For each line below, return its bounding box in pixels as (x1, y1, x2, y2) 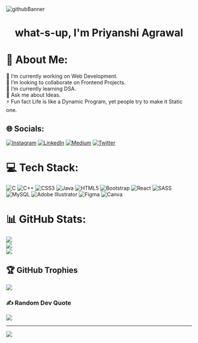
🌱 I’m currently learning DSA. (6, 85, 77, 93)
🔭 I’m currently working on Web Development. (6, 72, 118, 80)
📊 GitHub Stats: (6, 213, 87, 226)
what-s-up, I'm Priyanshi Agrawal (14, 27, 184, 39)
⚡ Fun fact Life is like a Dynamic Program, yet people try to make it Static (6, 98, 183, 105)
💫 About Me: (6, 53, 68, 67)
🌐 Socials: (6, 124, 45, 134)
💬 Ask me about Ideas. (6, 91, 61, 98)
